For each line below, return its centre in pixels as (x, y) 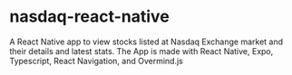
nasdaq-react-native (89, 17)
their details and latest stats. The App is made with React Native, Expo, (141, 51)
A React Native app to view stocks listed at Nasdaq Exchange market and (146, 42)
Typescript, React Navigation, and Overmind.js (96, 61)
